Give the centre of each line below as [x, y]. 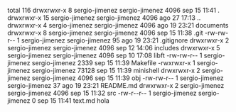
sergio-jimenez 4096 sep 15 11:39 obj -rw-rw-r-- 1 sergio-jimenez [128, 78]
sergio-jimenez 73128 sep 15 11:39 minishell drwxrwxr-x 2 [116, 71]
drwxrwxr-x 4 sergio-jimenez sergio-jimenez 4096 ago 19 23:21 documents [118, 25]
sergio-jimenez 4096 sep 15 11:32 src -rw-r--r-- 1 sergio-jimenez [102, 93]
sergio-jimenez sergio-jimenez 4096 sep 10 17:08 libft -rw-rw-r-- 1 [105, 55]
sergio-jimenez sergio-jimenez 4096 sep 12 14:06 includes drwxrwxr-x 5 [114, 48]
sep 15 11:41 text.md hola [74, 101]
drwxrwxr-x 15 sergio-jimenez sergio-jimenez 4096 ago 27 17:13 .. [104, 18]
